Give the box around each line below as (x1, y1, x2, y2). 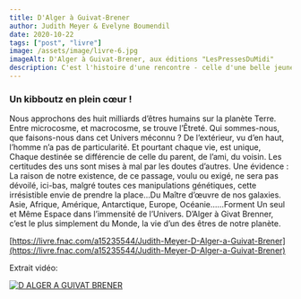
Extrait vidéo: (9, 262, 58, 274)
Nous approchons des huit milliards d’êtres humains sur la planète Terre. (9, 113, 277, 124)
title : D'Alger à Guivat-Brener (9, 13, 130, 22)
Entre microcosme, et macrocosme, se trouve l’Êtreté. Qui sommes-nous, (9, 123, 280, 134)
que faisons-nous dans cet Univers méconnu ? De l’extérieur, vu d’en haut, (9, 132, 285, 144)
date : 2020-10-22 (9, 30, 74, 39)
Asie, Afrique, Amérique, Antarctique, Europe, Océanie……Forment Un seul (9, 199, 285, 210)
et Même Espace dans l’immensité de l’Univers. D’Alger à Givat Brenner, (9, 208, 274, 220)
